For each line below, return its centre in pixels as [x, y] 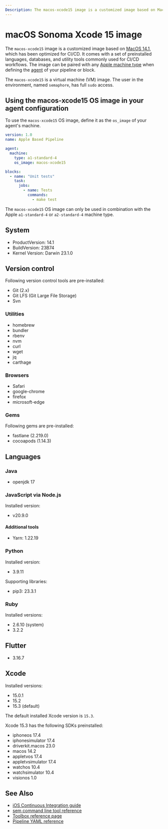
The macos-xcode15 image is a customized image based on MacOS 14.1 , [78, 49]
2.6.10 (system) [28, 625]
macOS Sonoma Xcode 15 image [74, 34]
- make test [44, 199]
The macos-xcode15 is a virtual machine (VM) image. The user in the [74, 79]
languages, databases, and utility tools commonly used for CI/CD [72, 59]
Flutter [16, 646]
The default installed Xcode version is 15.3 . [50, 716]
